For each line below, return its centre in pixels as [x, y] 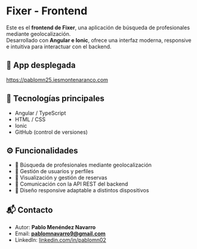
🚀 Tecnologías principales [55, 99]
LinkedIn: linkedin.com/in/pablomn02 [60, 240]
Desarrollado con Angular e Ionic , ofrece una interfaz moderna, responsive [99, 40]
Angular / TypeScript [40, 113]
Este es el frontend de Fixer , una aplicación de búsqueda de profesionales [98, 27]
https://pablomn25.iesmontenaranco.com [57, 79]
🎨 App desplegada [41, 65]
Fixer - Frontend [47, 11]
